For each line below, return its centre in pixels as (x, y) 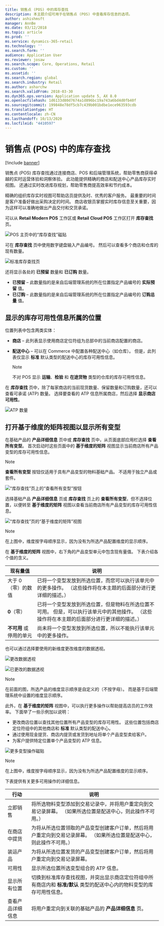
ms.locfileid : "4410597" (30, 123)
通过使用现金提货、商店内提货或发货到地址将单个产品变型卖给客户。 (81, 735)
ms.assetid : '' (20, 73)
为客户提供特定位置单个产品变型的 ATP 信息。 (58, 741)
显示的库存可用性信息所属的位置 (53, 318)
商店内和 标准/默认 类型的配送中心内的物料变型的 (92, 885)
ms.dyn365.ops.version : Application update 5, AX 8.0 (61, 96)
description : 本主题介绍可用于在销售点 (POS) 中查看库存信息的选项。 (69, 14)
